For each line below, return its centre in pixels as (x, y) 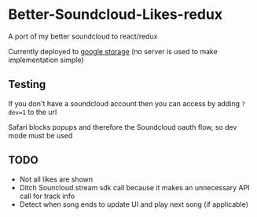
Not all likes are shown (56, 179)
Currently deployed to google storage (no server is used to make (113, 51)
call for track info (47, 196)
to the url (42, 112)
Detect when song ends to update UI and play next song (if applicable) (134, 204)
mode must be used (40, 135)
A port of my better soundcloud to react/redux (83, 36)
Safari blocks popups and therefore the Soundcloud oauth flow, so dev (123, 127)
